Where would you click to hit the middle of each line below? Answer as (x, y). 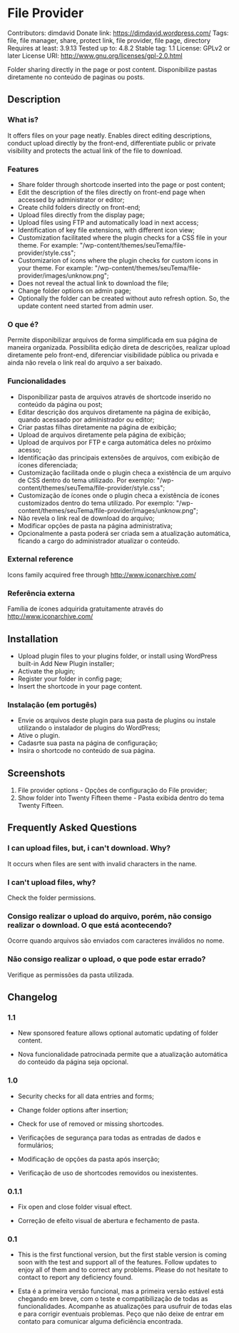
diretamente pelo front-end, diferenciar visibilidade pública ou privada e (113, 355)
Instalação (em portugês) (52, 704)
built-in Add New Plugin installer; (66, 663)
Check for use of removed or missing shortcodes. (91, 1124)
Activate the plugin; (46, 671)
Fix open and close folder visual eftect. (75, 1207)
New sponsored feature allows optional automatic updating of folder (118, 1033)
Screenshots (36, 773)
